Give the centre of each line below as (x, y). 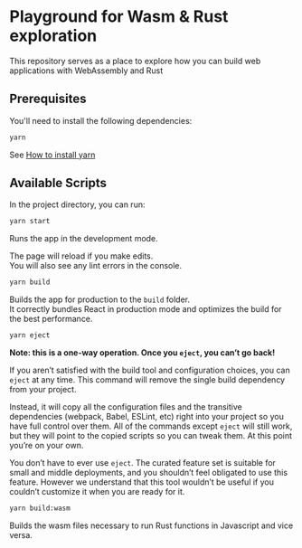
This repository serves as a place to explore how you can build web (135, 61)
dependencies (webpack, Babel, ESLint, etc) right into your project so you (147, 417)
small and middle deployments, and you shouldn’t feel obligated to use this (148, 473)
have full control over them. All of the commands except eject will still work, (151, 426)
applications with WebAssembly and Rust (86, 71)
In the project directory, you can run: (77, 204)
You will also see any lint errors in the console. (96, 266)
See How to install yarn (52, 155)
